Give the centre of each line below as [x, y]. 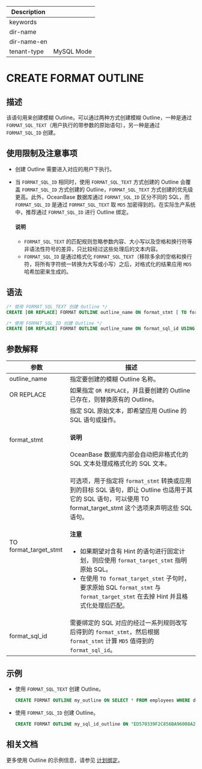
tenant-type [26, 52]
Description [28, 12]
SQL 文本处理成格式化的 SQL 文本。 [121, 463]
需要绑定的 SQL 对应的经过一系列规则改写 [129, 623]
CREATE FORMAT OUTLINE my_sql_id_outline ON [72, 724]
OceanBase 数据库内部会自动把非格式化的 [129, 454]
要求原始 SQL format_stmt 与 [121, 588]
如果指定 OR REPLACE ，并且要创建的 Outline [130, 391]
